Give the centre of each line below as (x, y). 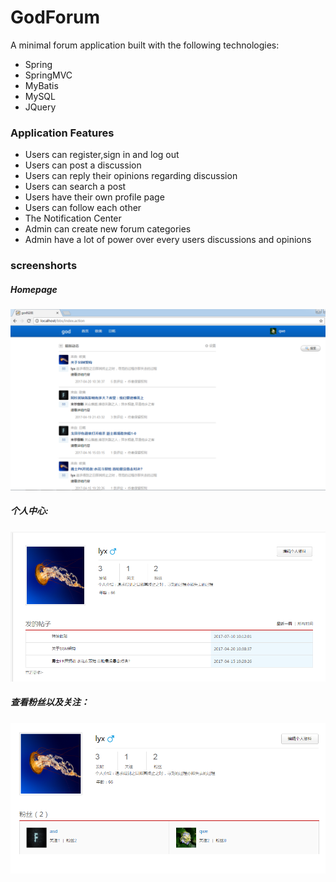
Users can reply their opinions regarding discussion (131, 176)
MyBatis (41, 85)
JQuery (40, 107)
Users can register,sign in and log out (102, 155)
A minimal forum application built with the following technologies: (145, 45)
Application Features (62, 133)
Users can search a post (75, 187)
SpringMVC (48, 75)
